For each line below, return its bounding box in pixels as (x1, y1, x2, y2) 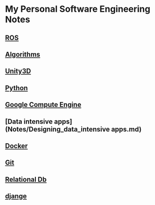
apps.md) (111, 125, 142, 134)
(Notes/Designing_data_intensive (5, 125, 110, 134)
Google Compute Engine (5, 101, 82, 109)
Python (5, 84, 28, 92)
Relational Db (5, 175, 47, 183)
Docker (5, 141, 28, 150)
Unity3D (5, 67, 31, 75)
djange (5, 192, 27, 201)
